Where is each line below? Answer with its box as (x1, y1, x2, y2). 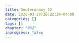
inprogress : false (5, 30, 43, 35)
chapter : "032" (5, 26, 37, 31)
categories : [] (5, 16, 37, 21)
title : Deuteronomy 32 (5, 7, 52, 12)
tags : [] (5, 21, 23, 26)
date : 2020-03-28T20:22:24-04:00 (5, 12, 75, 17)
